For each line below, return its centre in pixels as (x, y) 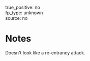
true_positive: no (23, 7)
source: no (17, 18)
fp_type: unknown (24, 13)
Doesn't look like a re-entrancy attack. (45, 52)
